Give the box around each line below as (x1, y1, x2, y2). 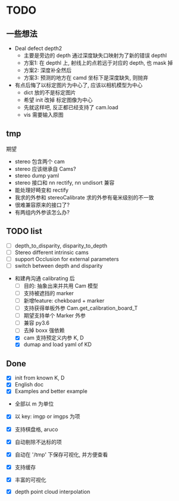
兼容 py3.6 (23, 319, 50, 326)
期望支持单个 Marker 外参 (23, 312, 86, 319)
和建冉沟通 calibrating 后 (14, 274, 75, 282)
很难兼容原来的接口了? (14, 201, 70, 208)
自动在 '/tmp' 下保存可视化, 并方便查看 (14, 451, 108, 458)
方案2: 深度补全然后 (23, 66, 72, 74)
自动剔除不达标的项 (14, 438, 62, 445)
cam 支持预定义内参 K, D (23, 334, 84, 341)
